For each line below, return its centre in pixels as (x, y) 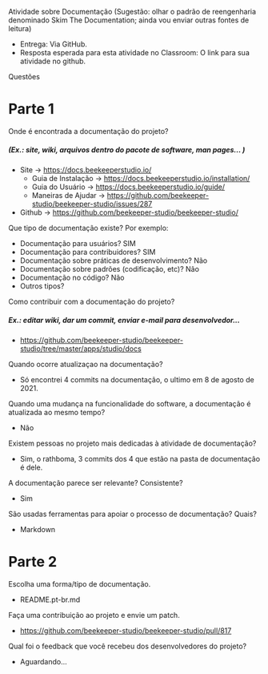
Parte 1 (31, 109)
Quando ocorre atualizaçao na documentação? (86, 364)
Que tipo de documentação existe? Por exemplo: (88, 228)
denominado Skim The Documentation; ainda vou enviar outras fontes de (129, 20)
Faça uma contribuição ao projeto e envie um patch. (94, 615)
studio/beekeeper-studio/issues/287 (92, 204)
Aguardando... (43, 661)
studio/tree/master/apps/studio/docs (80, 349)
